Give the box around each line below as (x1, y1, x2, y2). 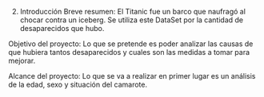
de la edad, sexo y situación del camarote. (8, 80, 148, 89)
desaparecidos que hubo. (19, 24, 105, 33)
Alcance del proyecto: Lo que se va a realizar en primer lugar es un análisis (8, 72, 256, 80)
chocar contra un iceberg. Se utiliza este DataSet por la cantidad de (19, 15, 244, 25)
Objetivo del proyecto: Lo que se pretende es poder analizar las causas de (8, 39, 254, 48)
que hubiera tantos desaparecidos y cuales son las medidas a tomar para (8, 48, 250, 56)
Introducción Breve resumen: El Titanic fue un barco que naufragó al (19, 7, 246, 16)
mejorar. (8, 56, 36, 65)
